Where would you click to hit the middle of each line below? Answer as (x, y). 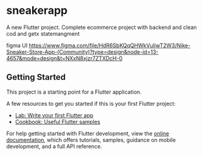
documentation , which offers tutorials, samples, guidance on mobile (91, 140)
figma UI (17, 45)
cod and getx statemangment (43, 33)
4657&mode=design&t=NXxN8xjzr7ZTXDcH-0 (65, 58)
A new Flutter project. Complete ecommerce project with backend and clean (101, 27)
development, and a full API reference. (54, 146)
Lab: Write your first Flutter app (54, 115)
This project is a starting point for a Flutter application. (74, 92)
